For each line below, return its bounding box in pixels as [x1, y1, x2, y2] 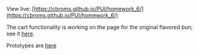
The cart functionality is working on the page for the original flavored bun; [6, 24, 193, 31]
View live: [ [6, 5, 34, 12]
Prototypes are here [6, 42, 57, 49]
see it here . [6, 30, 35, 37]
